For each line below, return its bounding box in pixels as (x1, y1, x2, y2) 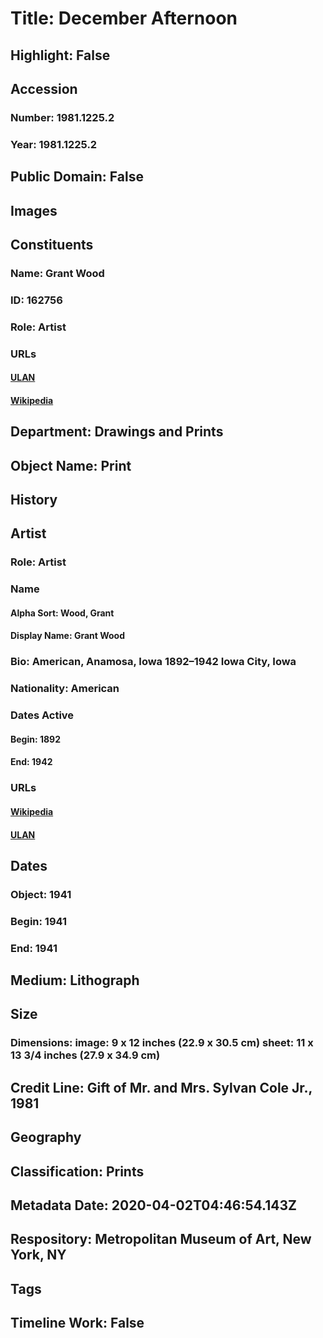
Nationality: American (10, 682, 120, 696)
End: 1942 (10, 756, 53, 768)
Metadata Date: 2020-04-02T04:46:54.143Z (10, 1197, 297, 1214)
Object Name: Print (10, 457, 132, 474)
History (10, 492, 58, 509)
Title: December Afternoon (10, 7, 238, 30)
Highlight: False (10, 47, 111, 64)
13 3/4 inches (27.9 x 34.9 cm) (10, 1048, 161, 1062)
